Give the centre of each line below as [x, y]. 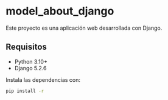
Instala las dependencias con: [43, 79]
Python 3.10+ [31, 61]
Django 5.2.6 [30, 68]
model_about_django [60, 11]
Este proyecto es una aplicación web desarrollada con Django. [84, 28]
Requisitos [26, 47]
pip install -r [25, 91]
